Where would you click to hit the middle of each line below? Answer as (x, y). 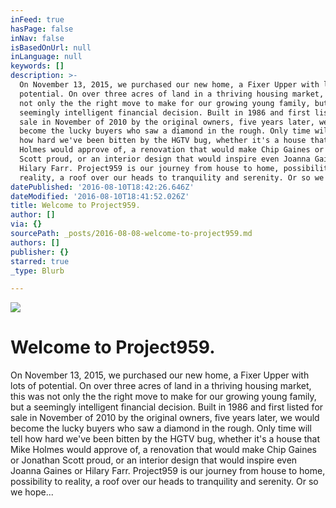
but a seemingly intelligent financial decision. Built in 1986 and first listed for (167, 407)
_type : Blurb (37, 271)
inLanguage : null (46, 57)
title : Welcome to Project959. (75, 206)
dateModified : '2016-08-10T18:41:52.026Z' (100, 196)
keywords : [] (37, 66)
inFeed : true (37, 19)
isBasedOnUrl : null (51, 47)
